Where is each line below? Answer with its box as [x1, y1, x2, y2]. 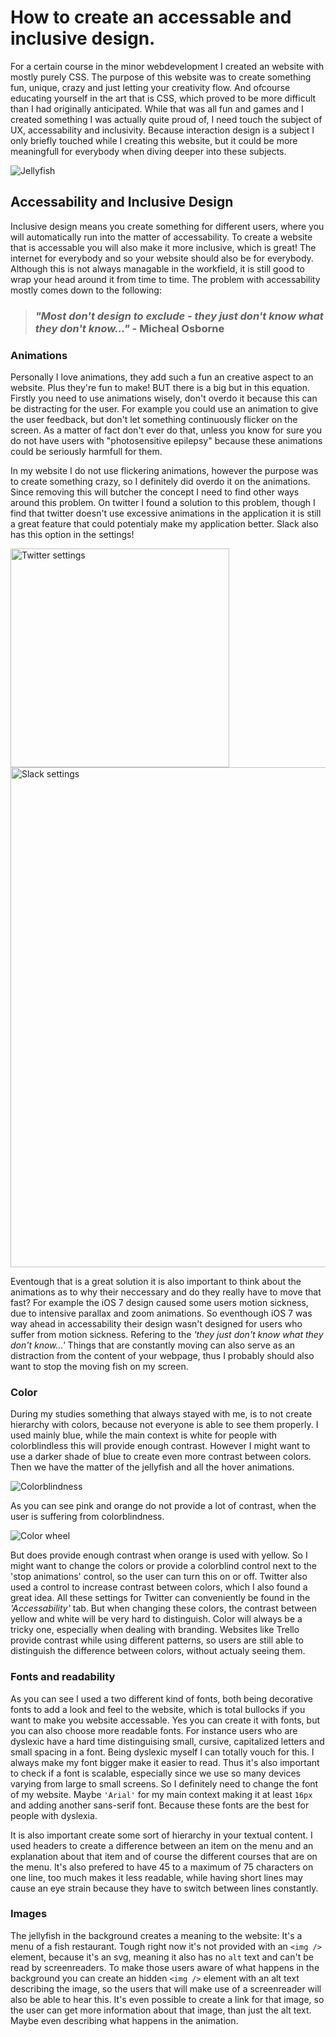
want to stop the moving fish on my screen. [10, 1360, 189, 1372]
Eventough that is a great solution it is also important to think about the [10, 1275, 302, 1287]
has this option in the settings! [10, 528, 135, 540]
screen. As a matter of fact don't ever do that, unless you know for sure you [10, 424, 323, 436]
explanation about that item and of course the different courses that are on [10, 1850, 318, 1862]
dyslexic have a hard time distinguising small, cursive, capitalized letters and [10, 1735, 325, 1747]
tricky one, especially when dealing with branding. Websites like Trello [10, 1624, 300, 1636]
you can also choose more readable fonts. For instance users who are [10, 1724, 298, 1736]
